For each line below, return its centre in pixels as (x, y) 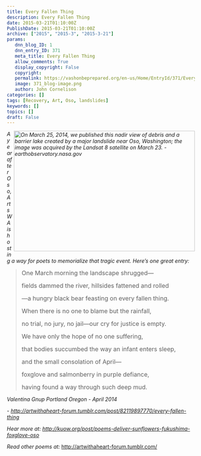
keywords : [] (23, 106)
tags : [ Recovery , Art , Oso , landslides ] (58, 100)
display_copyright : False (47, 67)
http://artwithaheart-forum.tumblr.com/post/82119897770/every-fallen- (98, 411)
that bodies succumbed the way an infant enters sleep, (99, 349)
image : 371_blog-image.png (48, 84)
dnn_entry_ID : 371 (38, 51)
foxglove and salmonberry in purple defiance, (85, 375)
